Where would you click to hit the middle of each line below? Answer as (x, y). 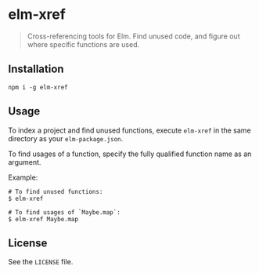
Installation (36, 69)
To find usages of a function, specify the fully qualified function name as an (130, 154)
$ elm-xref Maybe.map (43, 219)
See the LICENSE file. (41, 262)
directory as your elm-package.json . (66, 138)
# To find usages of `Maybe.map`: (65, 212)
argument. (25, 162)
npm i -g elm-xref (38, 87)
